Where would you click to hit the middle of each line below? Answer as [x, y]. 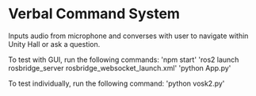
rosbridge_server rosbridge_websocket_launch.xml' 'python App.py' [120, 67]
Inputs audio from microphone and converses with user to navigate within [128, 36]
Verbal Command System [94, 14]
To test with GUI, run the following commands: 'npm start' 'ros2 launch [124, 60]
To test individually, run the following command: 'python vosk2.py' [117, 83]
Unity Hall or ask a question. [54, 44]
